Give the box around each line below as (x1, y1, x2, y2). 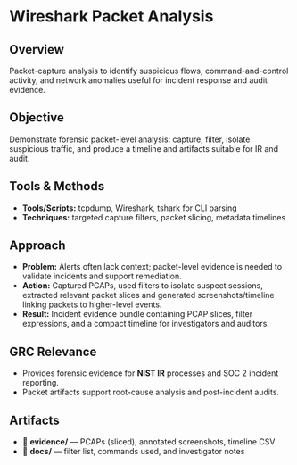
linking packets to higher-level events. (21, 299, 162, 310)
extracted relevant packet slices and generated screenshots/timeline (21, 290, 275, 301)
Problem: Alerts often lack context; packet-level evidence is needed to (21, 262, 283, 272)
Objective (9, 110, 65, 126)
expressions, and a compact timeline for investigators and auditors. (21, 319, 270, 329)
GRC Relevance (9, 344, 97, 359)
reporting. (21, 378, 60, 388)
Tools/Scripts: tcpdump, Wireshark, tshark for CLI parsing (21, 203, 238, 213)
